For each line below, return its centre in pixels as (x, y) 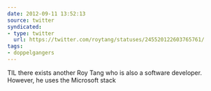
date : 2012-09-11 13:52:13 (46, 14)
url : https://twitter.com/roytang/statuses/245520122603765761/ (109, 40)
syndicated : (24, 27)
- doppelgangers (31, 53)
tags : (15, 46)
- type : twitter (31, 33)
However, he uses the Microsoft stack (62, 80)
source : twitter (31, 20)
